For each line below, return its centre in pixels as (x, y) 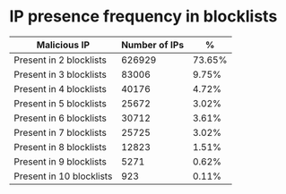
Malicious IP (63, 45)
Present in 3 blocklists (61, 74)
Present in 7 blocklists (61, 132)
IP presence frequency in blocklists (143, 17)
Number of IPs (152, 45)
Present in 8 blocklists (61, 147)
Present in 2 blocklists (61, 60)
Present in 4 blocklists (61, 89)
